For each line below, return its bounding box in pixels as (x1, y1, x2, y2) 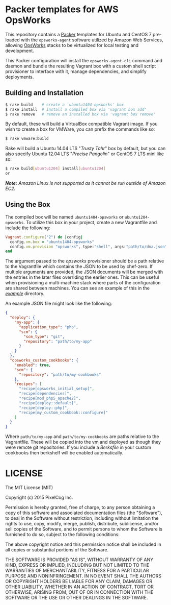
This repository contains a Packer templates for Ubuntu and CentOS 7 (5, 31, 152, 37)
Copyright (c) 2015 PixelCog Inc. (5, 494, 73, 501)
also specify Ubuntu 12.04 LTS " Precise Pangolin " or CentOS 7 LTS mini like (5, 151, 164, 157)
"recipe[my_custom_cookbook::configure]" (18, 410, 108, 415)
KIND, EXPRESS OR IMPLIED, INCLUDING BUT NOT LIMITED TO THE (5, 562, 150, 568)
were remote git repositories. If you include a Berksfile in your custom (5, 444, 152, 450)
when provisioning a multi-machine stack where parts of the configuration (5, 280, 161, 286)
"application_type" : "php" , (18, 324, 79, 330)
